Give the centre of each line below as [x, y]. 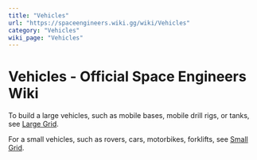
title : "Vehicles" [39, 15]
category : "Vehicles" [44, 30]
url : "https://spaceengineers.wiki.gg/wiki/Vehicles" [99, 23]
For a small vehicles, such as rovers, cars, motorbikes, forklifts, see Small [128, 139]
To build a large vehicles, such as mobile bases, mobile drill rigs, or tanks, [129, 116]
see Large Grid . [34, 124]
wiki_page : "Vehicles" [46, 38]
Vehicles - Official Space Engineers [127, 77]
